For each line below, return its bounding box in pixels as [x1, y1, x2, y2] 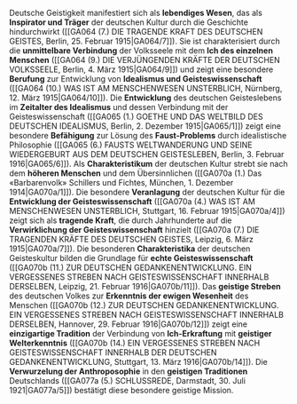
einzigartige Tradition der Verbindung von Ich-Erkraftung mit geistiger [9, 329, 272, 338]
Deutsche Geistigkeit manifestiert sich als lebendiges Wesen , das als [9, 8, 263, 18]
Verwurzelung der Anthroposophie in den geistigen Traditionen [9, 366, 248, 376]
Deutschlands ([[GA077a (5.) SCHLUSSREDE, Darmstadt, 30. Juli [9, 376, 246, 385]
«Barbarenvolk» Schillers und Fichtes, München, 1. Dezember [9, 178, 234, 187]
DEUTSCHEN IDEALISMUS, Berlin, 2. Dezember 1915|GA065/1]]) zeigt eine [9, 121, 282, 131]
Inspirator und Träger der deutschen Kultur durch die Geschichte [9, 17, 248, 28]
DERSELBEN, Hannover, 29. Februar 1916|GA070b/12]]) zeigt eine [9, 319, 248, 329]
